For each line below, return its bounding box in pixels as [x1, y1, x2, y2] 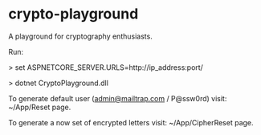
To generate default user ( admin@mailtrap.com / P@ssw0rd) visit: [8, 93, 227, 103]
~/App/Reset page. [8, 102, 71, 112]
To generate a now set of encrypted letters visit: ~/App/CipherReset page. [8, 117, 255, 127]
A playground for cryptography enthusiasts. [8, 31, 153, 41]
